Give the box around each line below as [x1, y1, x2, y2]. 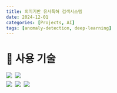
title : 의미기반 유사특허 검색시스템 [6, 8, 82, 15]
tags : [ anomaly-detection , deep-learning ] [6, 25, 112, 31]
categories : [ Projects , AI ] [6, 19, 75, 25]
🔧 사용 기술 [6, 52, 56, 65]
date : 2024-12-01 [6, 14, 49, 20]
